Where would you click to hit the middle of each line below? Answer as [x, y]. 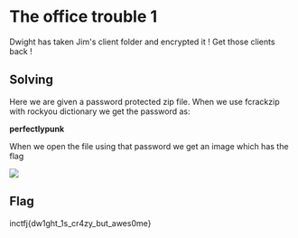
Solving [32, 80]
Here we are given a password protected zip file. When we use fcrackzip [144, 101]
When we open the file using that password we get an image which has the [149, 146]
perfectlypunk [37, 129]
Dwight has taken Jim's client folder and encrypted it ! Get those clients [142, 42]
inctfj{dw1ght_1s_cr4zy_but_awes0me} [80, 223]
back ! [21, 51]
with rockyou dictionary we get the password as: [100, 111]
